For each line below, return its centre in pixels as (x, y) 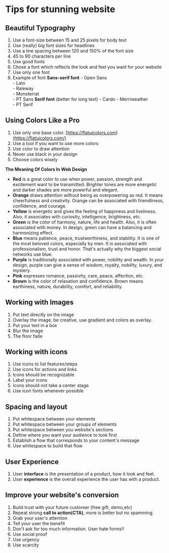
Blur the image (28, 331)
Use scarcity (26, 545)
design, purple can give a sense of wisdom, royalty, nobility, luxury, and (87, 265)
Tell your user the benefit (39, 523)
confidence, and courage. (39, 206)
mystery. (22, 270)
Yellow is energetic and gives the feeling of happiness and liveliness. (85, 211)
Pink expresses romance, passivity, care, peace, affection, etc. (78, 275)
